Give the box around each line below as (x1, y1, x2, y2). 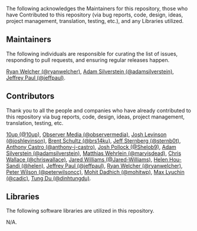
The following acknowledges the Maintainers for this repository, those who (6, 5, 188, 12)
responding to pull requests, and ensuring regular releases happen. (6, 56, 170, 64)
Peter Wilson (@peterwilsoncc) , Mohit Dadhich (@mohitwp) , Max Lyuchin (6, 168, 185, 176)
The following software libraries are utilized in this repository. (6, 207, 155, 214)
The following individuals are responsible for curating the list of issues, (6, 50, 178, 57)
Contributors (6, 91, 55, 101)
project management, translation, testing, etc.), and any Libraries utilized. (6, 18, 184, 24)
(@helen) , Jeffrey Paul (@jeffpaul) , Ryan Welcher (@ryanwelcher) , (21, 162, 183, 169)
